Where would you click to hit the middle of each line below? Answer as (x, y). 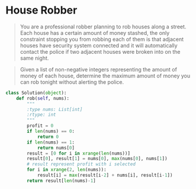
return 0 (48, 136)
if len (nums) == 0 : (51, 131)
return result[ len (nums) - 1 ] (61, 181)
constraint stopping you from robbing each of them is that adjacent (102, 39)
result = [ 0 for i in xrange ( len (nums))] (79, 153)
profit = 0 (40, 126)
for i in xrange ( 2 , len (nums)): (67, 170)
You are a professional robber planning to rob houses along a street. (103, 27)
